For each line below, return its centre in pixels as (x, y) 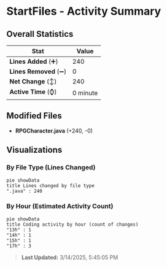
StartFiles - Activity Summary (84, 11)
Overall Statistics (40, 34)
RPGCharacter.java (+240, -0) (54, 131)
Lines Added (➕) (34, 61)
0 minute (85, 93)
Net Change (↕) (33, 81)
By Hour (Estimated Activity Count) (60, 206)
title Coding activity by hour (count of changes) (72, 224)
